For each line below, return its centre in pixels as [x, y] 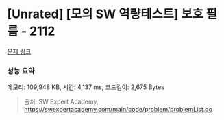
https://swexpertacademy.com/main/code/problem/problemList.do [118, 110]
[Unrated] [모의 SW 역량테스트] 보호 [105, 14]
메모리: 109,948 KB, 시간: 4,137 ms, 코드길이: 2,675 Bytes [86, 87]
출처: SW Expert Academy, [61, 102]
